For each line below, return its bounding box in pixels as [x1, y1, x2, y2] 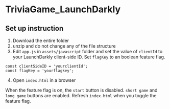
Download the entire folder [12, 37, 69, 43]
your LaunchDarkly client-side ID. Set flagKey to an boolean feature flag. [12, 54, 165, 60]
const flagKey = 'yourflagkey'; [5, 68, 74, 73]
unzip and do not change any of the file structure [12, 43, 116, 49]
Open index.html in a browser [12, 77, 76, 83]
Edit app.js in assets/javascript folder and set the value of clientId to [12, 49, 163, 54]
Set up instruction [5, 24, 64, 33]
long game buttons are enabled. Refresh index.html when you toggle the [5, 93, 157, 98]
